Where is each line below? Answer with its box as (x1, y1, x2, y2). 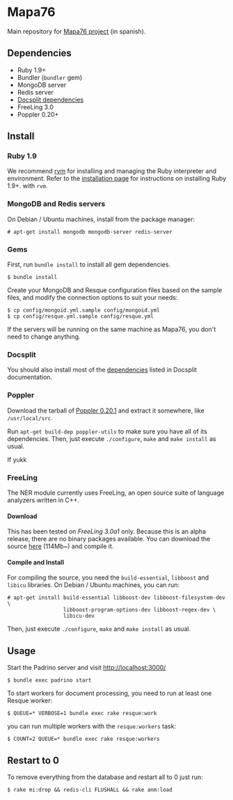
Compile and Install (7, 558, 65, 566)
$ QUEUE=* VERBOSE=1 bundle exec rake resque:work (7, 710, 157, 717)
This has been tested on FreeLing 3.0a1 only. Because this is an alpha (7, 527, 207, 536)
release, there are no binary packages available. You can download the (7, 535, 211, 543)
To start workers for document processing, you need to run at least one (7, 689, 212, 698)
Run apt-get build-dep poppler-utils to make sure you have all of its (7, 427, 207, 435)
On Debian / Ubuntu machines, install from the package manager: (7, 215, 195, 223)
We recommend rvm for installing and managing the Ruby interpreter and (7, 167, 217, 175)
